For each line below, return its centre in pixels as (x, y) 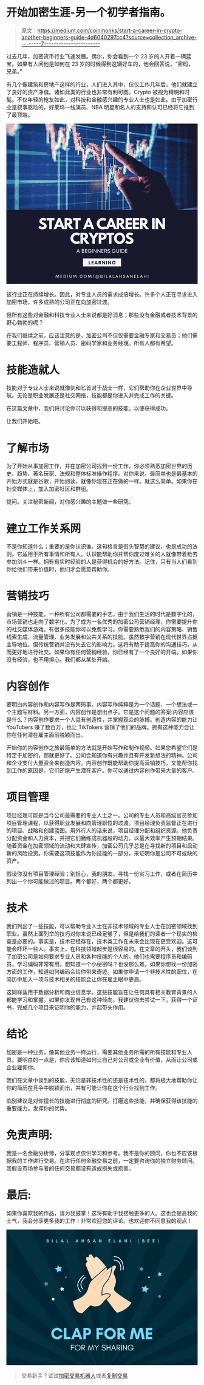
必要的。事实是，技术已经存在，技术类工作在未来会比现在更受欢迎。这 (104, 941)
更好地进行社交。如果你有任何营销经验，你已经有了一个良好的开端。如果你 (104, 652)
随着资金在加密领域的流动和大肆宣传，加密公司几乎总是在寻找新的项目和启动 (102, 846)
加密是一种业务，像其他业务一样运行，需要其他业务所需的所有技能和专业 (97, 1052)
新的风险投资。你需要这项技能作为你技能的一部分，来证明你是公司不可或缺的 (102, 853)
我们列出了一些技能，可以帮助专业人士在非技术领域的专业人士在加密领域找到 (102, 926)
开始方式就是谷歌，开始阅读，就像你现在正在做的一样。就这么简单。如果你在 (102, 481)
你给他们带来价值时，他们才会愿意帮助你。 (59, 569)
